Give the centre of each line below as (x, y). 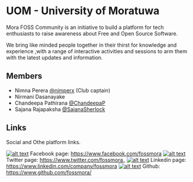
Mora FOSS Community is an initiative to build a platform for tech (85, 27)
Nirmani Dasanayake (40, 96)
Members (24, 76)
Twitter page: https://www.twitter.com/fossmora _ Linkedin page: (96, 160)
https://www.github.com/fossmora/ (49, 172)
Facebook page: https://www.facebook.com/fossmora (96, 153)
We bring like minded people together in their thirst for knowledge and (91, 45)
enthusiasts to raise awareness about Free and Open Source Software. (92, 33)
